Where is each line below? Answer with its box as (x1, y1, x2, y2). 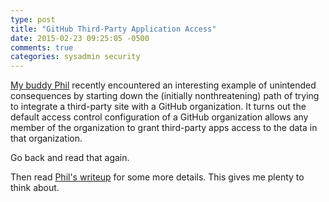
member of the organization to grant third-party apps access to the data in (10, 122, 318, 134)
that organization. (10, 132, 83, 145)
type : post (10, 14, 56, 25)
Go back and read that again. (10, 152, 130, 164)
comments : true (10, 42, 74, 53)
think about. (10, 182, 60, 194)
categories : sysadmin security (10, 52, 141, 62)
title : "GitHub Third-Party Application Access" (10, 24, 217, 34)
